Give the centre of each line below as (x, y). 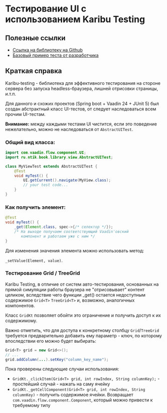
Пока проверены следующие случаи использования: (62, 369)
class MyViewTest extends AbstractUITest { (51, 166)
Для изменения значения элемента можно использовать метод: (75, 250)
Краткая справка (34, 71)
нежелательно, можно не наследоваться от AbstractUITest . (69, 129)
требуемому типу (31, 405)
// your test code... (46, 185)
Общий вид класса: (30, 142)
